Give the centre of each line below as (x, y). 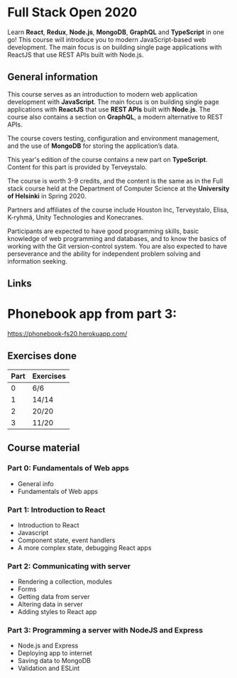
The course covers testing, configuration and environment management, (114, 138)
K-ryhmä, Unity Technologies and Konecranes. (76, 217)
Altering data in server (50, 604)
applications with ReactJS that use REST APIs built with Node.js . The (109, 109)
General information (53, 77)
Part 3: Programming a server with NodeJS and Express (105, 630)
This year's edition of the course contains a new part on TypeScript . (108, 159)
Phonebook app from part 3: (92, 314)
